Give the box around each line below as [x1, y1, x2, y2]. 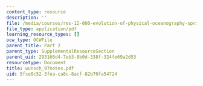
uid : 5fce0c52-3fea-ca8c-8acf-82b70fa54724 [6, 71, 118, 77]
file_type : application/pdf [6, 25, 77, 32]
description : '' [6, 15, 47, 21]
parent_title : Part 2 [6, 43, 61, 49]
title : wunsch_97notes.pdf [6, 65, 74, 71]
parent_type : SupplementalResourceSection [6, 48, 115, 55]
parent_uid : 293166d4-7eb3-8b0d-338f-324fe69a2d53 [6, 54, 137, 60]
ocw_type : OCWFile [6, 37, 53, 43]
